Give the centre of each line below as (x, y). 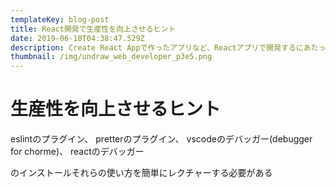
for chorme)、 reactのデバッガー (77, 152)
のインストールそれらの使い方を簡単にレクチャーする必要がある (141, 173)
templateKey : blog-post (60, 19)
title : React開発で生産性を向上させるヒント (93, 29)
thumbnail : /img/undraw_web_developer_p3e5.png (111, 57)
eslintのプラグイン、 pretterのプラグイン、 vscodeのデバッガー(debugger (161, 139)
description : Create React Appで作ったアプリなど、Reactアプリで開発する (153, 47)
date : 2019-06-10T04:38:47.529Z (77, 38)
